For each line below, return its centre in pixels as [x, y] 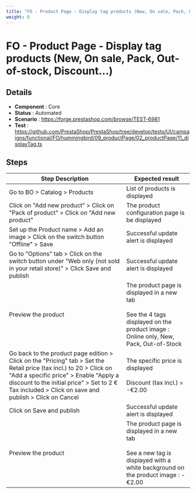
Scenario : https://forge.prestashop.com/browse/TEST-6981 [87, 119]
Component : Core [37, 107]
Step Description [65, 179]
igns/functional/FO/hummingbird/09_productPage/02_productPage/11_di [101, 138]
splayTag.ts [28, 144]
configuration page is [155, 213]
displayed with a [148, 461]
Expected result [157, 179]
